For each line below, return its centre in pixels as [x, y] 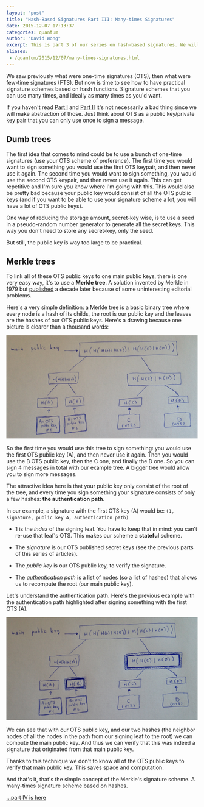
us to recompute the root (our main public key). [74, 584]
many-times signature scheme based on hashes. [67, 786]
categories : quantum [32, 32]
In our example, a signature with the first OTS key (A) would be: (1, [90, 510]
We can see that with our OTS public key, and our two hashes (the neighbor [101, 730]
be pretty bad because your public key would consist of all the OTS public [99, 193]
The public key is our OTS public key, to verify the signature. [90, 565]
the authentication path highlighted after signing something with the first [97, 602]
